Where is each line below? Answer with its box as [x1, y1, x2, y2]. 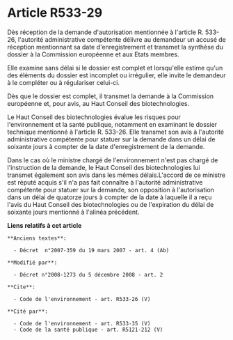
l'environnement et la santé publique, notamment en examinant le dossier [7, 120, 218, 128]
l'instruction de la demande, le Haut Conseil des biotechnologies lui [7, 163, 200, 171]
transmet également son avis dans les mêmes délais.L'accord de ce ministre [7, 171, 226, 179]
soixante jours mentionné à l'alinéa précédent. [7, 208, 140, 216]
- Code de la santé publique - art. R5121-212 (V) [13, 326, 163, 333]
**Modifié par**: [7, 259, 58, 266]
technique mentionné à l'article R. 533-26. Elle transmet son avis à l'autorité [7, 127, 225, 136]
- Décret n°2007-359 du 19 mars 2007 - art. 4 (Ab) [13, 247, 170, 254]
